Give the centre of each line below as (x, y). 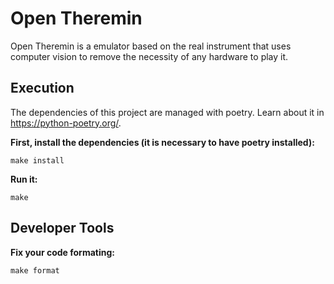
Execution (42, 88)
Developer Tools (62, 228)
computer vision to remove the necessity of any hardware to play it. (149, 56)
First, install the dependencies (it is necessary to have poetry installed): (162, 142)
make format (35, 270)
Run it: (24, 179)
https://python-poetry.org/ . (66, 123)
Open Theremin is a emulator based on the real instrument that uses (151, 46)
